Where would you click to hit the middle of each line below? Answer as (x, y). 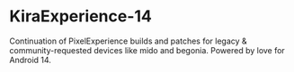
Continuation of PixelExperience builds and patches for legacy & (128, 41)
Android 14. (31, 60)
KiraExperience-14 (81, 16)
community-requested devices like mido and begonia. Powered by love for (147, 50)
